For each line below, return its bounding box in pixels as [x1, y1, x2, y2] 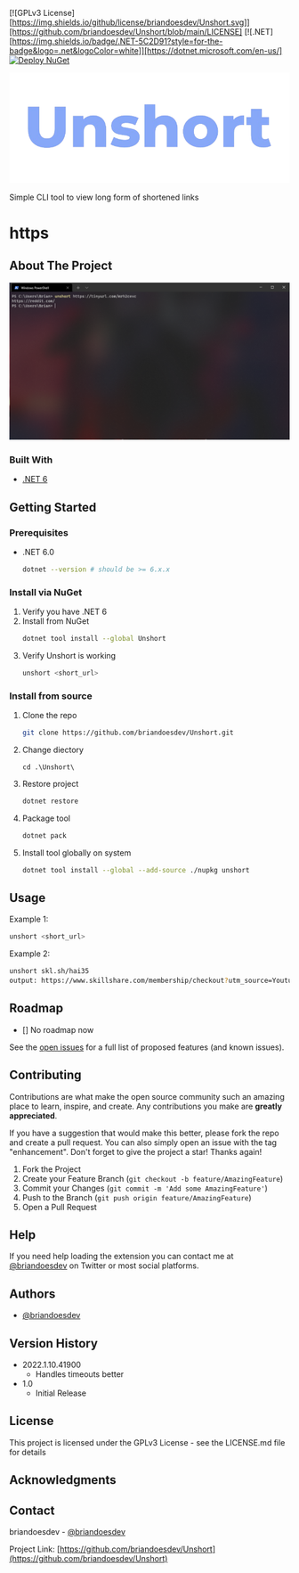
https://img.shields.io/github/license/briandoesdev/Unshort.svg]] [12, 17, 251, 28]
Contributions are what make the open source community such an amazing [9, 1091, 285, 1102]
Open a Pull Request [21, 1201, 98, 1212]
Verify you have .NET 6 [21, 606, 108, 618]
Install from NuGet [21, 616, 90, 627]
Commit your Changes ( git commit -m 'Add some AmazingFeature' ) [21, 1183, 269, 1193]
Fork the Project [21, 1163, 82, 1175]
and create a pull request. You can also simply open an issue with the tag [9, 1136, 278, 1148]
